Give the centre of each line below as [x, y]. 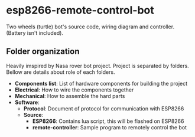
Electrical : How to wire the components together [74, 90]
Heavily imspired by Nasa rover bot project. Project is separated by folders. [97, 66]
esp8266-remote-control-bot [80, 10]
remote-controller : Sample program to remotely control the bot [110, 127]
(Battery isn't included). [35, 32]
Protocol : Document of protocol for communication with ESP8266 [104, 108]
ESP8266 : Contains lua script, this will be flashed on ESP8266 [108, 121]
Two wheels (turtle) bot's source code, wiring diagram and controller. [90, 27]
